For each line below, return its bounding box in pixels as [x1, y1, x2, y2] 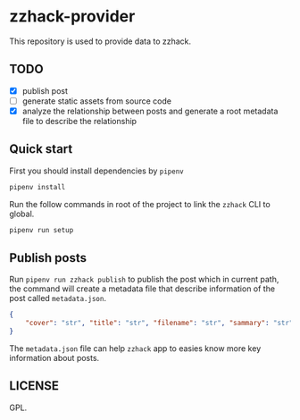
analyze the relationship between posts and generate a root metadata [21, 105, 279, 116]
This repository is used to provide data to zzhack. [9, 36, 192, 46]
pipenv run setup [9, 225, 74, 234]
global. [9, 208, 35, 219]
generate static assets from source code [21, 96, 172, 106]
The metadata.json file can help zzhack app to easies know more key [9, 342, 262, 354]
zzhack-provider [9, 6, 136, 27]
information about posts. [9, 352, 100, 363]
